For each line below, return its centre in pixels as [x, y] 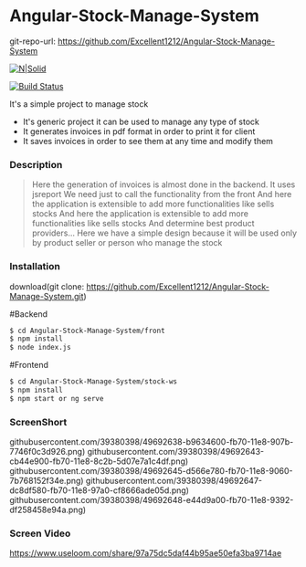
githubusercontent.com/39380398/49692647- [174, 481]
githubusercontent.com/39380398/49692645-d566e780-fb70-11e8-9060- [151, 471]
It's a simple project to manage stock [79, 104]
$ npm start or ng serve [57, 398]
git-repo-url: [33, 41]
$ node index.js [40, 348]
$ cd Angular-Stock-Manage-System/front [88, 331]
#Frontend [29, 365]
